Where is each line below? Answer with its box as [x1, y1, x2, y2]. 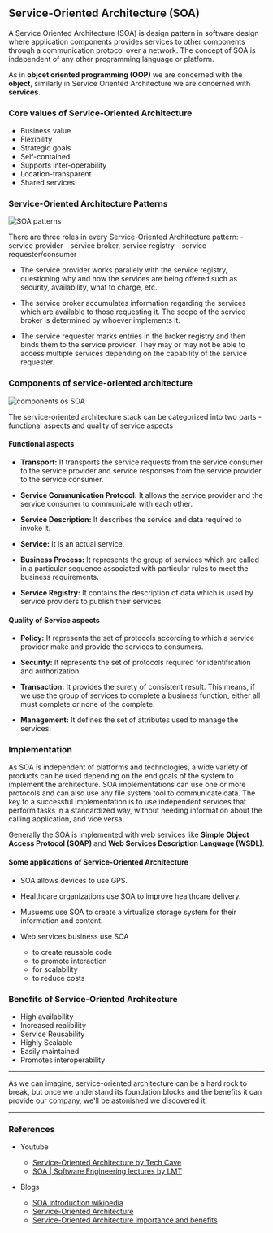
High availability [19, 1012, 74, 1022]
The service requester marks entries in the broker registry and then [19, 331, 246, 341]
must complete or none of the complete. [19, 699, 156, 709]
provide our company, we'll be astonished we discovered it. [8, 1096, 208, 1105]
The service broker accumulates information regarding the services [19, 298, 246, 308]
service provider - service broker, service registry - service [8, 241, 207, 251]
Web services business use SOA [19, 931, 129, 941]
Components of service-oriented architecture [8, 377, 193, 389]
